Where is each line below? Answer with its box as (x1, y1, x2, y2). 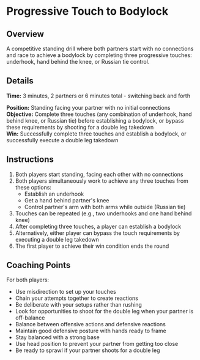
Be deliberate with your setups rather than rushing (15, 301, 143, 308)
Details (6, 75, 34, 86)
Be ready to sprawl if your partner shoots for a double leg (15, 347, 160, 354)
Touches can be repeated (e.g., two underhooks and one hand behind (15, 210, 192, 217)
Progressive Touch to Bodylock (6, 4, 169, 18)
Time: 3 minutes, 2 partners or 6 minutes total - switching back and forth (6, 92, 191, 99)
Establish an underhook (24, 190, 84, 197)
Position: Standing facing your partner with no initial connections (6, 104, 171, 111)
